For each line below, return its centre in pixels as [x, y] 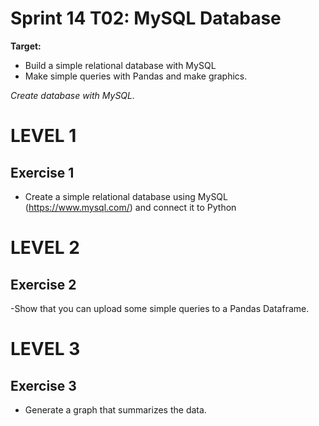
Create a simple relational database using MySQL [126, 196]
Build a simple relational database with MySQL [120, 65]
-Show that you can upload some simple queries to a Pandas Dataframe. [160, 308]
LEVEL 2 [45, 248]
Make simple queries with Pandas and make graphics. [136, 76]
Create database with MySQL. [73, 95]
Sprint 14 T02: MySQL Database [146, 18]
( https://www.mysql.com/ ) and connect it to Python [130, 207]
